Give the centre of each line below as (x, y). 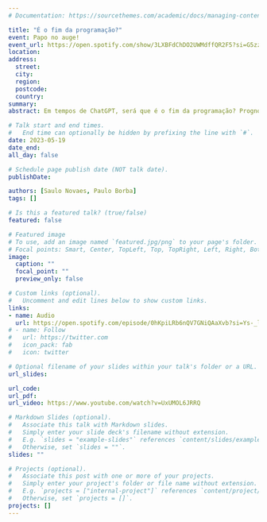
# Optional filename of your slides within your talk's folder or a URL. (133, 366)
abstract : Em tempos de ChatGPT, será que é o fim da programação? (122, 111)
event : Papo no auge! (44, 37)
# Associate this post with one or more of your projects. (112, 476)
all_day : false (33, 155)
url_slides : (28, 374)
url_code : (25, 389)
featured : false (35, 220)
